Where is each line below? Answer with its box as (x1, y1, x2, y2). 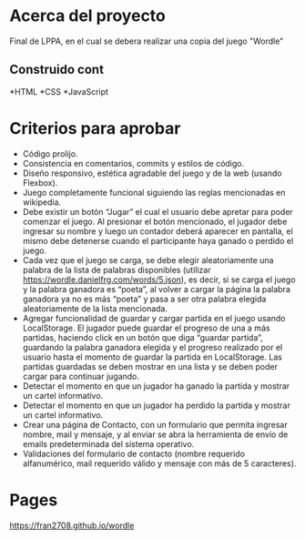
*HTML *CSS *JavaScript (9, 86, 109, 97)
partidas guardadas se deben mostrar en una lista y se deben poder (22, 361, 278, 372)
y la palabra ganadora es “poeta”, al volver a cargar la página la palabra (22, 283, 291, 294)
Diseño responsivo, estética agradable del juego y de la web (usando (22, 168, 282, 178)
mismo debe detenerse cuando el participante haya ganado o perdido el (22, 235, 294, 246)
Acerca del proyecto (9, 5, 167, 26)
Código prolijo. (22, 148, 78, 159)
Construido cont (9, 62, 105, 77)
